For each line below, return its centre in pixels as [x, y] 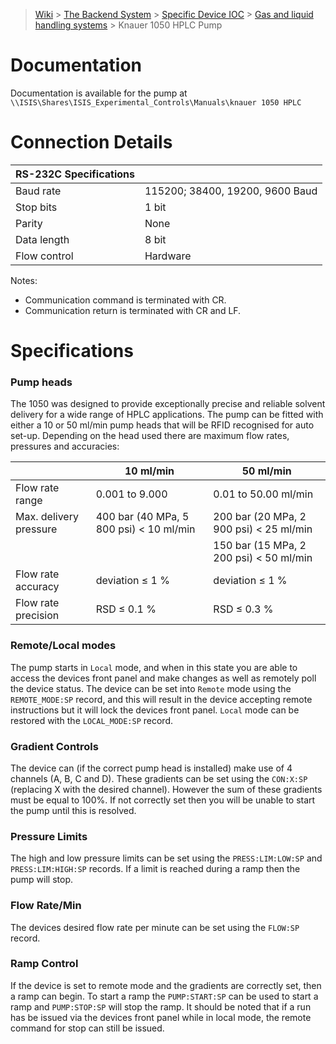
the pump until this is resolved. [73, 810]
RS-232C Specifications [75, 174]
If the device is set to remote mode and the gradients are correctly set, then [166, 985]
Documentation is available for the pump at [99, 93]
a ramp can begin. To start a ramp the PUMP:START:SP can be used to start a [164, 996]
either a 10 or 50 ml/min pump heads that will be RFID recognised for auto [162, 425]
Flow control [44, 256]
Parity [29, 223]
